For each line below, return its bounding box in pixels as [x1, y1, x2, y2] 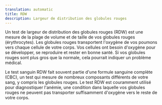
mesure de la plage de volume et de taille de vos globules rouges [5, 34, 135, 40]
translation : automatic [5, 7, 53, 12]
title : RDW [5, 12, 27, 16]
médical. [5, 60, 22, 66]
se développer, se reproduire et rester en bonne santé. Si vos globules [5, 50, 146, 55]
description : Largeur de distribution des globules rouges [5, 16, 127, 21]
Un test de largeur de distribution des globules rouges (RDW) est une [5, 29, 143, 35]
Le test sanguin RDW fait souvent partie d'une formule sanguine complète [5, 69, 153, 75]
